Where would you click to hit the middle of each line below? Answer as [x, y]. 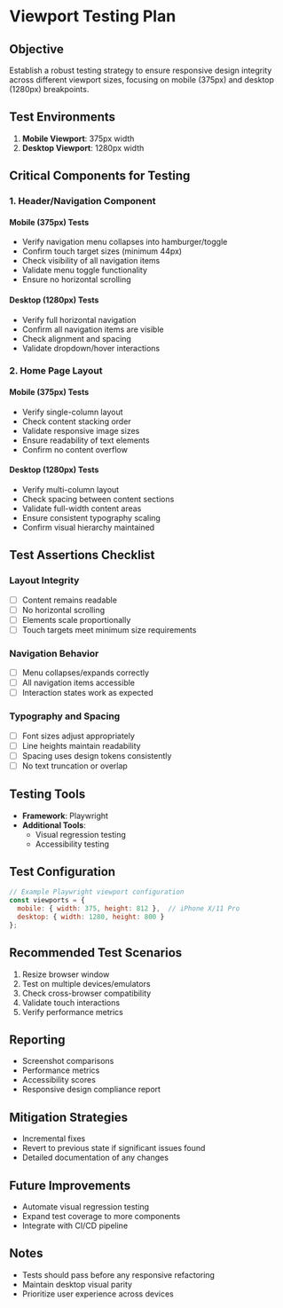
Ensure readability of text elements [86, 440]
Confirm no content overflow [75, 449]
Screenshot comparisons [68, 1061]
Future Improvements [70, 1185]
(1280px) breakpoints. [49, 89]
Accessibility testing [72, 844]
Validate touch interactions [71, 1002]
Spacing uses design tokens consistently [97, 755]
